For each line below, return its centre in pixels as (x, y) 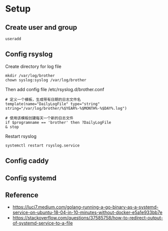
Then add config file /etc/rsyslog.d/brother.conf (55, 89)
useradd (13, 39)
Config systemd (31, 178)
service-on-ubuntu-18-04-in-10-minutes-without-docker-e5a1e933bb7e (87, 212)
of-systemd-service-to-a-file (43, 223)
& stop (12, 127)
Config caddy (27, 161)
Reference (22, 195)
